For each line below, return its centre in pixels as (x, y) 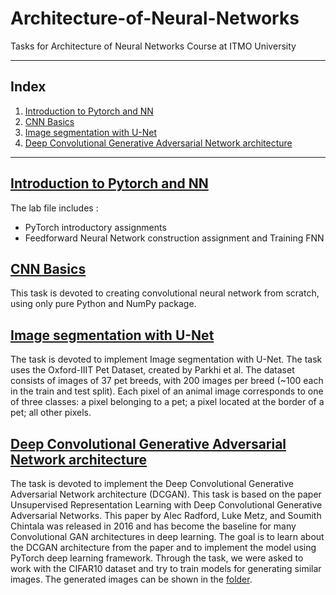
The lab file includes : (54, 208)
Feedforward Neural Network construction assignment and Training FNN (174, 238)
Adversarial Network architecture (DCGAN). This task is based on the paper (166, 494)
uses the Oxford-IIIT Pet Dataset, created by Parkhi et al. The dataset (152, 370)
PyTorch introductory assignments (95, 227)
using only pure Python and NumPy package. (103, 304)
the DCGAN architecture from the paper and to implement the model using (163, 547)
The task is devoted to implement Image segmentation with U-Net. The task (166, 359)
